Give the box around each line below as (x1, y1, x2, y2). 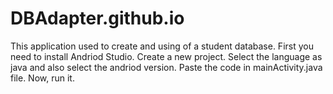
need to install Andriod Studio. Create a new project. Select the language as (10, 50, 323, 62)
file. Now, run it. (10, 72, 75, 84)
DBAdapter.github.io (10, 7, 185, 30)
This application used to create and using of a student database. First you (10, 40, 314, 52)
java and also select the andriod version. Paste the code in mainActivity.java (10, 61, 323, 73)
